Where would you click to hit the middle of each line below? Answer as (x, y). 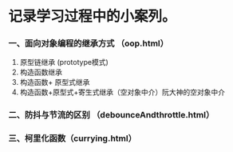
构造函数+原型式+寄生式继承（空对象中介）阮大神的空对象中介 (122, 92)
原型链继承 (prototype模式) (64, 62)
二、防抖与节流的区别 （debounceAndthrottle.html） (111, 115)
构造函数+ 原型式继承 (55, 82)
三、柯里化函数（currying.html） (73, 138)
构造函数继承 (41, 72)
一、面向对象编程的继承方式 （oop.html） (89, 43)
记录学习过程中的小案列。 (93, 16)
